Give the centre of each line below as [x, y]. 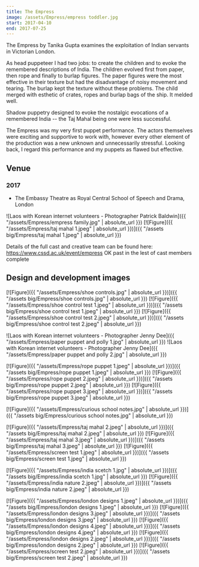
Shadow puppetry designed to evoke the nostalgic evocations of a [87, 113]
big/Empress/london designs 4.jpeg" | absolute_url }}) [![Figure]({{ [87, 532]
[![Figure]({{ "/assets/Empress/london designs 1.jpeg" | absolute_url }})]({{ [97, 500]
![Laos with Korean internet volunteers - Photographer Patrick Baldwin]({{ [96, 216]
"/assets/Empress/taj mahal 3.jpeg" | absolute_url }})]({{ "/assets [86, 440]
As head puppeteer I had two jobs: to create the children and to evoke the [96, 63]
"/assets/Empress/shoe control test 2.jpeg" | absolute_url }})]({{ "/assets [95, 317]
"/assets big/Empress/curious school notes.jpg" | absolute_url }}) [94, 415]
